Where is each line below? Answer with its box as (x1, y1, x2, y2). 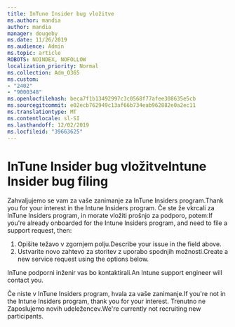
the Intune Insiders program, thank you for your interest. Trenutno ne (7, 297, 206, 306)
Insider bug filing (7, 173, 109, 189)
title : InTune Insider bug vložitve (7, 10, 114, 18)
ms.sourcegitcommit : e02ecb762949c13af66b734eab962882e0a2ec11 (7, 102, 196, 109)
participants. (7, 312, 44, 321)
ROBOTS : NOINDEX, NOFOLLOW (7, 56, 86, 63)
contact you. (7, 276, 43, 285)
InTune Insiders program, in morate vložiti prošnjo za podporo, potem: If (7, 212, 213, 220)
